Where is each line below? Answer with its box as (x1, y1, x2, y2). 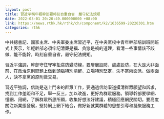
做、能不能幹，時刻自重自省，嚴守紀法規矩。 (5, 52, 95, 58)
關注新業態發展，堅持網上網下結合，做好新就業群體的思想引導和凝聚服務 (5, 103, 150, 109)
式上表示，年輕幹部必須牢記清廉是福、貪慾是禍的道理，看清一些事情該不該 (5, 45, 155, 51)
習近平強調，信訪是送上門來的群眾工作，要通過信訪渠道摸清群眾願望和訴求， (5, 84, 159, 90)
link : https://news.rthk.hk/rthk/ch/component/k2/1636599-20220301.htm (5, 20, 154, 26)
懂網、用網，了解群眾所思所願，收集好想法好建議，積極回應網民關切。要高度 (5, 97, 159, 102)
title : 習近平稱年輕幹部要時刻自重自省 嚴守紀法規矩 (5, 12, 101, 17)
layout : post (5, 7, 32, 12)
